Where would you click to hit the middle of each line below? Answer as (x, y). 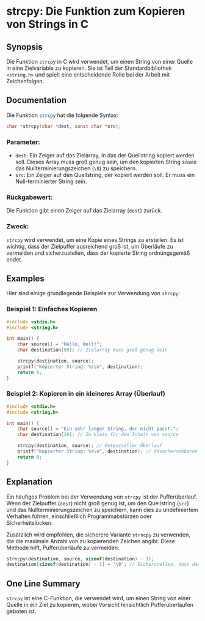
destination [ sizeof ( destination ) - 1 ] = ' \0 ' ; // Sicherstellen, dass (98, 565)
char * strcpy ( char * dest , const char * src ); (64, 126)
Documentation (37, 100)
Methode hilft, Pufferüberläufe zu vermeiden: (63, 548)
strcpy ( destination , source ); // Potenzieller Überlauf (90, 446)
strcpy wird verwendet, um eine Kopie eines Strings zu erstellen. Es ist (95, 239)
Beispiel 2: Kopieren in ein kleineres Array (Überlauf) (86, 394)
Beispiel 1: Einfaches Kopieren (52, 309)
